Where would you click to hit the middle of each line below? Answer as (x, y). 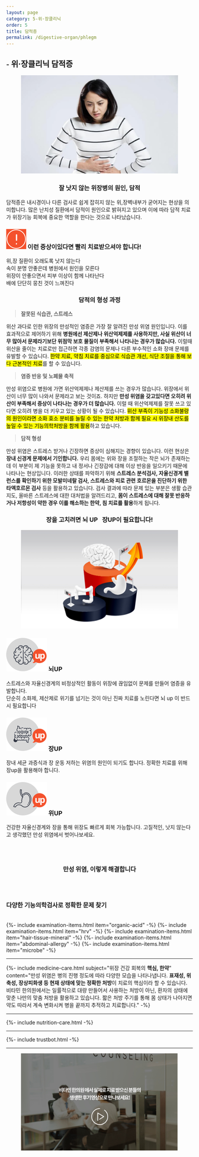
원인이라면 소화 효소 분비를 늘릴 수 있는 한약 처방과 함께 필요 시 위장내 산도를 (101, 419)
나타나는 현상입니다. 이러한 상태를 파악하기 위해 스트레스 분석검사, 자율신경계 (94, 473)
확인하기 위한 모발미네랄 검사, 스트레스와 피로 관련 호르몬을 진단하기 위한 (105, 481)
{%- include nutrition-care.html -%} (50, 1022)
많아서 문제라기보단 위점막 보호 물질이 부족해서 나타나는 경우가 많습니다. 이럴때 (102, 342)
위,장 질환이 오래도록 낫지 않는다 (44, 260)
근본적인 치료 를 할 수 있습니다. (47, 364)
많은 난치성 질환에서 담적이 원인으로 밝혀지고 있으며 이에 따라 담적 (104, 209)
